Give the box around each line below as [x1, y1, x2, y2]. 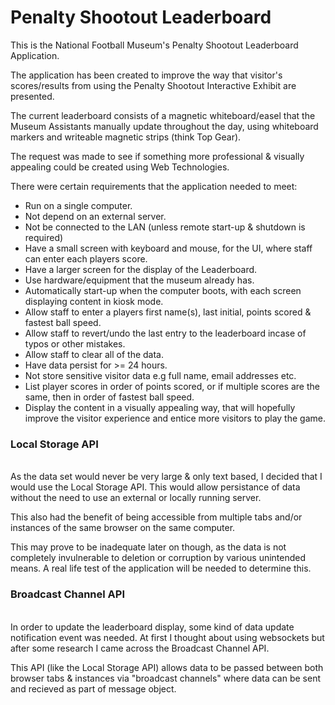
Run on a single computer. [24, 199, 133, 211]
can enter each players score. [24, 252, 148, 265]
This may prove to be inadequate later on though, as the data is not [10, 541, 287, 553]
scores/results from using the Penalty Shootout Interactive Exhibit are [10, 79, 297, 91]
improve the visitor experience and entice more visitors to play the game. [24, 412, 326, 424]
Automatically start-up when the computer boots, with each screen [24, 284, 302, 296]
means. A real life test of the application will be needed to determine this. [10, 562, 312, 575]
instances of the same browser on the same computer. [10, 522, 236, 534]
